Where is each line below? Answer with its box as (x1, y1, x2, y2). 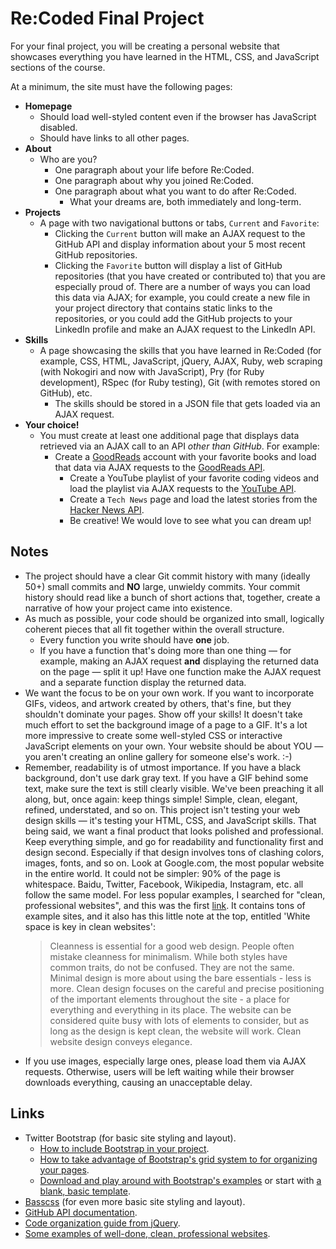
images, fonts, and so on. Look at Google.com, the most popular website (24, 857, 325, 869)
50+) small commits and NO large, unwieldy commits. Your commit (24, 580, 301, 592)
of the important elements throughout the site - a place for (49, 993, 291, 1005)
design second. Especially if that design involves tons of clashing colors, (24, 846, 325, 858)
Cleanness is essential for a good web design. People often (49, 940, 295, 952)
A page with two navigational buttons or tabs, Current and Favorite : (39, 217, 320, 229)
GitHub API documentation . (24, 1206, 138, 1218)
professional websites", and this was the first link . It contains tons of (24, 899, 306, 911)
